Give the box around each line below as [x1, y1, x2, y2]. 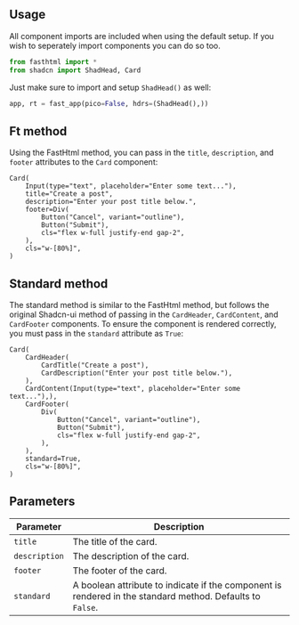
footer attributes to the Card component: [9, 157, 158, 167]
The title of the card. [72, 535, 158, 548]
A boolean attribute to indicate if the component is [72, 579, 282, 591]
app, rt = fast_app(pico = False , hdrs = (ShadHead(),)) [9, 99, 209, 108]
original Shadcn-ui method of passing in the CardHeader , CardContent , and [9, 309, 279, 320]
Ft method [9, 124, 68, 139]
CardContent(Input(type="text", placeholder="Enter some [25, 385, 241, 394]
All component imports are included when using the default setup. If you [9, 30, 274, 41]
